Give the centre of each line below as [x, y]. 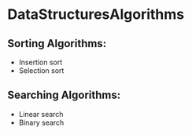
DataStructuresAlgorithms [96, 15]
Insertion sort [41, 62]
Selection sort [41, 71]
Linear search [41, 114]
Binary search [41, 122]
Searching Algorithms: [64, 95]
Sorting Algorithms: [57, 44]
